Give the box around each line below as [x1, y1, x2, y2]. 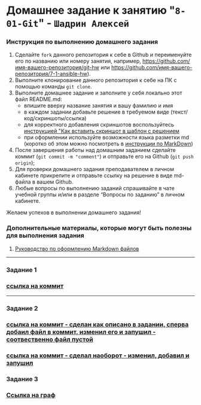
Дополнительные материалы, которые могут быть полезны [6, 224, 192, 232]
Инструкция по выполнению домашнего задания [6, 38, 159, 46]
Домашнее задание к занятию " [6, 4, 175, 17]
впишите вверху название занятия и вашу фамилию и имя [23, 102, 173, 109]
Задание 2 [6, 304, 38, 312]
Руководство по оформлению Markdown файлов [14, 245, 139, 252]
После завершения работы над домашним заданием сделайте [14, 147, 176, 154]
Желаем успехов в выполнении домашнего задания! [6, 209, 142, 216]
